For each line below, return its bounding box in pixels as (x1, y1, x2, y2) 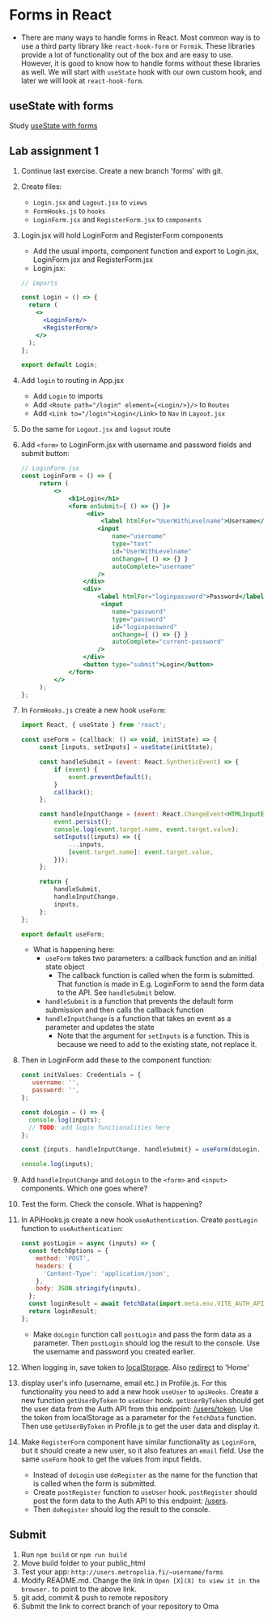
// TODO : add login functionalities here (28, 1123, 171, 1131)
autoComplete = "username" (111, 562, 196, 571)
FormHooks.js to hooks (32, 205, 106, 216)
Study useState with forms (9, 120, 98, 131)
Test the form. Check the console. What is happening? (20, 1199, 203, 1209)
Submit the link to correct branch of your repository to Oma (20, 1601, 219, 1611)
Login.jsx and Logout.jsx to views (32, 197, 148, 207)
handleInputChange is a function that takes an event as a (45, 1014, 232, 1023)
